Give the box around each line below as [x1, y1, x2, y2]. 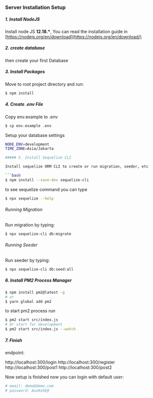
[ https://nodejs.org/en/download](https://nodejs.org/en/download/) [5, 33, 142, 39]
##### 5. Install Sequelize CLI [5, 155, 71, 160]
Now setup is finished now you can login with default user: [5, 374, 124, 380]
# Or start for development [5, 322, 63, 327]
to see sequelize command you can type [5, 186, 88, 192]
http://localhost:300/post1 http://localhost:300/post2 [5, 365, 112, 370]
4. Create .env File [5, 101, 43, 107]
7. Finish [5, 337, 23, 343]
